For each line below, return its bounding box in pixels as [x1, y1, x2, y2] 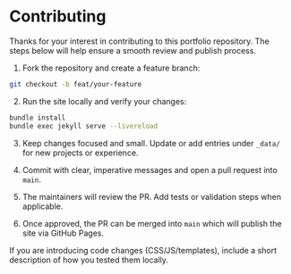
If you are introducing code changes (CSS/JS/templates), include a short [9, 245, 278, 255]
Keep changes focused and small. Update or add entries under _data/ [21, 137, 280, 148]
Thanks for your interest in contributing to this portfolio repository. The [9, 36, 270, 46]
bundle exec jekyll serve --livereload [9, 121, 158, 130]
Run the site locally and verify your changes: [21, 95, 187, 106]
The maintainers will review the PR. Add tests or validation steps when [21, 191, 282, 202]
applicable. [21, 201, 64, 212]
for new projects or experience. [21, 147, 139, 158]
